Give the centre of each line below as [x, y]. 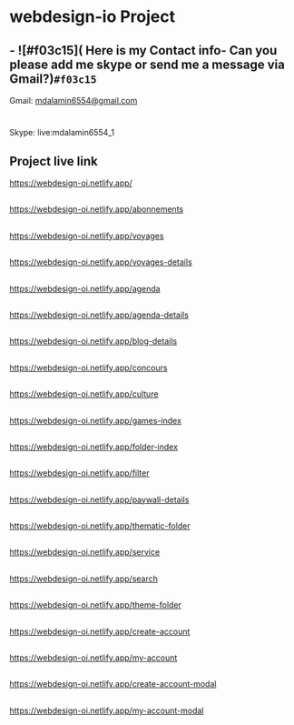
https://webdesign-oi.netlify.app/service [85, 552]
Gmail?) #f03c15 [53, 79]
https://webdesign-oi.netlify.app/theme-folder [95, 605]
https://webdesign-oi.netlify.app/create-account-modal [113, 684]
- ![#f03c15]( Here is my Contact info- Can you [143, 50]
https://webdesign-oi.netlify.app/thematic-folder [100, 526]
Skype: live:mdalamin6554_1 [62, 133]
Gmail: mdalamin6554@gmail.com [73, 101]
